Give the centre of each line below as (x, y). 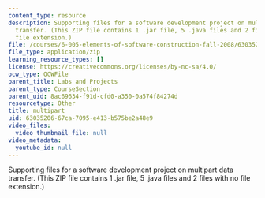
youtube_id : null (44, 148)
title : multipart (37, 111)
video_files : (30, 125)
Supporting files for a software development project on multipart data (121, 170)
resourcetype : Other (42, 103)
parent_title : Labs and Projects (63, 81)
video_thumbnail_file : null (62, 133)
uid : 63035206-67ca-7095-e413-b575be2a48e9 (81, 118)
